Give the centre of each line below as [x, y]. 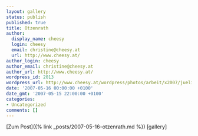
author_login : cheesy [33, 61]
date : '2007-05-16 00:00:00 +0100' [50, 88]
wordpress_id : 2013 [30, 77]
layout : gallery [26, 11]
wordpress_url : [25, 83]
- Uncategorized [26, 105]
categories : [21, 99]
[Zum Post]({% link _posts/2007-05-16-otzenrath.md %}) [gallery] [87, 127]
